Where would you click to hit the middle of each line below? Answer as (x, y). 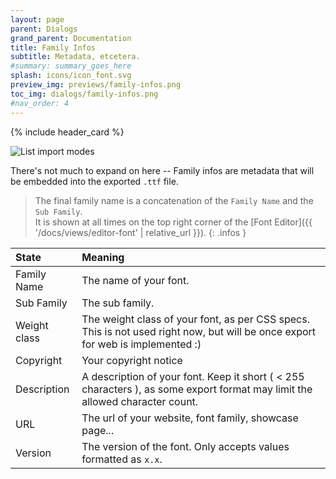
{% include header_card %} (67, 132)
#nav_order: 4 (40, 103)
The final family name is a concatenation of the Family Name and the (174, 200)
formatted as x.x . (122, 459)
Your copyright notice (132, 360)
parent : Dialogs (44, 29)
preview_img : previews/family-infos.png (96, 85)
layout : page (37, 19)
